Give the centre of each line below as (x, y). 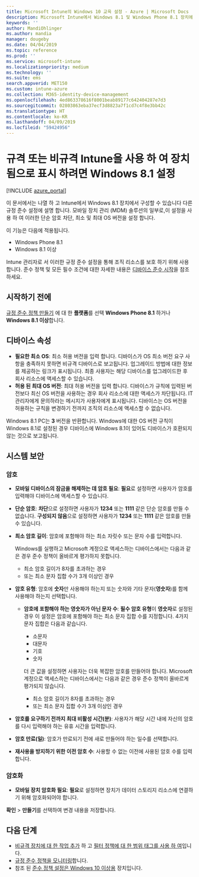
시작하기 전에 (29, 297)
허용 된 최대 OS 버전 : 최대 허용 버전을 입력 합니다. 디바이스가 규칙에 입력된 (100, 386)
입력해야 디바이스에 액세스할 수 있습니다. (61, 496)
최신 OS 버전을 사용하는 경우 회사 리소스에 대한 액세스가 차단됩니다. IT (112, 393)
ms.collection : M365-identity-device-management (67, 94)
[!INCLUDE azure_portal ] (36, 190)
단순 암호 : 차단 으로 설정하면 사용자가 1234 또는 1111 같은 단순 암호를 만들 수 (102, 509)
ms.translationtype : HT (36, 111)
